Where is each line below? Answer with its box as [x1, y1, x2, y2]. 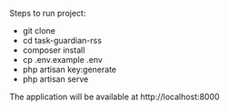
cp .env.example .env [22, 55, 103, 65]
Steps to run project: [9, 8, 86, 18]
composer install [22, 45, 85, 55]
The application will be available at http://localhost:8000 [9, 91, 220, 102]
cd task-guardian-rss [22, 35, 103, 45]
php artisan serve [22, 74, 89, 85]
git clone [22, 25, 56, 35]
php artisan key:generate [22, 64, 117, 75]
